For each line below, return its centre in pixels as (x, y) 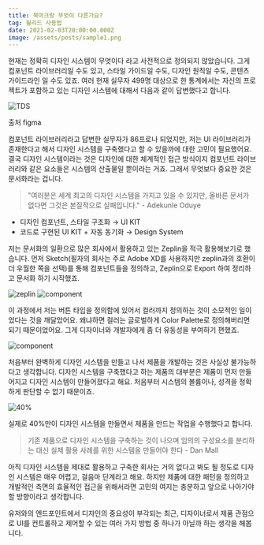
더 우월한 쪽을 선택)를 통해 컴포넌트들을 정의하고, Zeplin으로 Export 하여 (119, 268)
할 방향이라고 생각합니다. (46, 497)
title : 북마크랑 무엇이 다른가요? (56, 15)
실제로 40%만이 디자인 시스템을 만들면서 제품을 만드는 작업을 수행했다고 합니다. (131, 424)
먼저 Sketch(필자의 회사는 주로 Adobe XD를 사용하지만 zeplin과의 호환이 (143, 259)
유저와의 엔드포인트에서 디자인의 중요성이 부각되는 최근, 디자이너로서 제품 (121, 513)
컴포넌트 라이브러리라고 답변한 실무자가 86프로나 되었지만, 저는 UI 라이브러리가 (130, 140)
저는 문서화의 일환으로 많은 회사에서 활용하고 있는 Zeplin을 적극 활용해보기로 (125, 248)
